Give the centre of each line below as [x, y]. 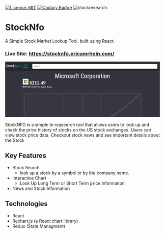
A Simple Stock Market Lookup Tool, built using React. [60, 41]
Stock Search [26, 167]
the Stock [15, 140]
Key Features [26, 156]
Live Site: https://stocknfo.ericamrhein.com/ [60, 53]
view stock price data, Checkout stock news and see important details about [82, 135]
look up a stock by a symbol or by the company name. [74, 173]
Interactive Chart [29, 178]
